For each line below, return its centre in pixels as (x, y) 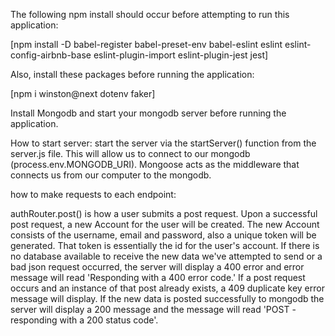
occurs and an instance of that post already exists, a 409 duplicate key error (167, 288)
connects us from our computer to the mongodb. (111, 175)
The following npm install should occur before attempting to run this (150, 14)
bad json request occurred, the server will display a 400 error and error (157, 267)
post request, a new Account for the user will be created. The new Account (165, 224)
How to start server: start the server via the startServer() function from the (163, 143)
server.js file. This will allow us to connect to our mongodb (130, 153)
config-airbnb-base (51, 55)
